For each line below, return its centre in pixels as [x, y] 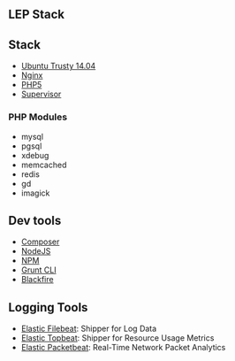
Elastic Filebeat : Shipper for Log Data [89, 329]
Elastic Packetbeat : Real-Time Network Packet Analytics [123, 348]
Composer [40, 242]
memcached [44, 165]
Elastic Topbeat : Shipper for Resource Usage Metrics [117, 338]
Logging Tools [48, 307]
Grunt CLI [38, 270]
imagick [35, 193]
